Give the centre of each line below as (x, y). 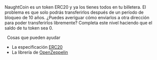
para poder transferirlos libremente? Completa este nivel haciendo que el (78, 23)
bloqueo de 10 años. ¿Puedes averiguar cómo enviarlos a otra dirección (77, 17)
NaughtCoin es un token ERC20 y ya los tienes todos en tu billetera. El (75, 7)
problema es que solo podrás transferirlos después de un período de (74, 12)
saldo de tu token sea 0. (29, 28)
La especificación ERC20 (37, 47)
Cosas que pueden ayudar (34, 37)
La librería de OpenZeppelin (40, 52)
